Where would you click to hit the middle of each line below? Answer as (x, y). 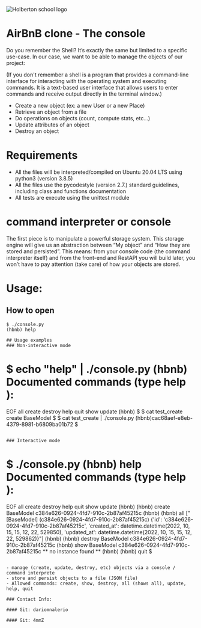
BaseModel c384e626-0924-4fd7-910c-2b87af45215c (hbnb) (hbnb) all (95, 513)
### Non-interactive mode (38, 345)
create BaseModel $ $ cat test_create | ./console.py (70, 417)
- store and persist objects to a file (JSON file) (72, 578)
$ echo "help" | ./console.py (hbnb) (97, 369)
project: (16, 63)
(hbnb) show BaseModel (87, 545)
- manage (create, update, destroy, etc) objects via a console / (91, 568)
